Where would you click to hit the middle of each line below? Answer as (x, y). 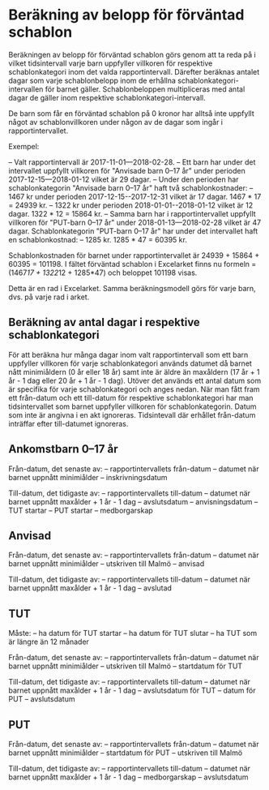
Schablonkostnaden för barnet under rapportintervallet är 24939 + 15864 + (134, 255)
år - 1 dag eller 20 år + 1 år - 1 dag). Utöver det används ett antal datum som (135, 380)
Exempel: (24, 146)
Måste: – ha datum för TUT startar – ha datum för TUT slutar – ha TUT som (133, 633)
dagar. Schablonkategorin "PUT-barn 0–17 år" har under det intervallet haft (133, 231)
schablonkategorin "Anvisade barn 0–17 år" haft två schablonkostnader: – (131, 187)
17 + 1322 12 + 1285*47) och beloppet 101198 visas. (112, 273)
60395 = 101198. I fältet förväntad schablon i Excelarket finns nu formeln (129, 264)
